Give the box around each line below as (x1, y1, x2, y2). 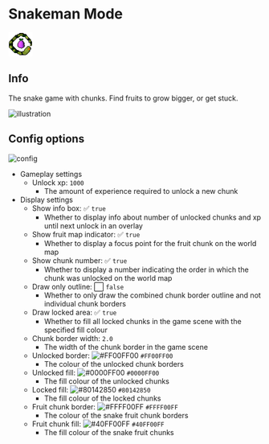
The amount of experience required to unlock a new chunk (43, 186, 238, 195)
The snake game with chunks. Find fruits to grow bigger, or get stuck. (8, 93, 238, 103)
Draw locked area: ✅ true (31, 307, 117, 317)
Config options (8, 132, 85, 146)
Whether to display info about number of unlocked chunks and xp (43, 212, 262, 222)
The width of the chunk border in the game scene (43, 342, 209, 351)
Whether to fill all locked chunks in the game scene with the (43, 316, 243, 326)
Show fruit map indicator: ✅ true (31, 229, 141, 239)
